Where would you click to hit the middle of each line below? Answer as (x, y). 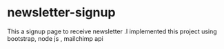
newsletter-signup (61, 13)
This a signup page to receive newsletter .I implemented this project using (112, 31)
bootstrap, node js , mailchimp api (55, 38)
